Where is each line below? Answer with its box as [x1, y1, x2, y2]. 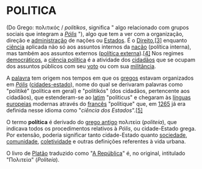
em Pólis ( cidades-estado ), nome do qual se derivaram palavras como [6, 80, 183, 88]
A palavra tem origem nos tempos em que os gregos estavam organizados [6, 74, 194, 81]
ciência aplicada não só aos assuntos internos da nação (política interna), [6, 43, 192, 50]
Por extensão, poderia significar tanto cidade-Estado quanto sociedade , [6, 131, 187, 139]
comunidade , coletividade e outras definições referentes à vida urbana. [6, 137, 186, 145]
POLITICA [6, 4, 57, 18]
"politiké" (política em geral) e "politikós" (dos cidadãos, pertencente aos [6, 87, 190, 94]
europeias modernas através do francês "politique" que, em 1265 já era [6, 100, 186, 107]
